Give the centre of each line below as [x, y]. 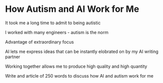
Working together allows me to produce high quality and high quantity [76, 66]
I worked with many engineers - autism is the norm [57, 32]
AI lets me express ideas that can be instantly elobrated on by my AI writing [82, 51]
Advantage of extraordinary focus [40, 42]
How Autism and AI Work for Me [72, 9]
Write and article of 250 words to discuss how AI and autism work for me [79, 76]
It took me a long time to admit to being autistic [53, 23]
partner [13, 57]
